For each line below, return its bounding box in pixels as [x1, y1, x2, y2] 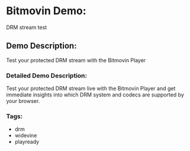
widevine [14, 132, 37, 139]
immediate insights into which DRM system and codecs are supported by [6, 91, 185, 98]
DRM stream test [6, 24, 47, 31]
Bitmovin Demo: [6, 4, 87, 18]
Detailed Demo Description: [6, 71, 88, 79]
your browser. [6, 98, 40, 105]
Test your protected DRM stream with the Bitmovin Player [6, 56, 146, 63]
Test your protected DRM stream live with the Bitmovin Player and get [6, 85, 176, 92]
